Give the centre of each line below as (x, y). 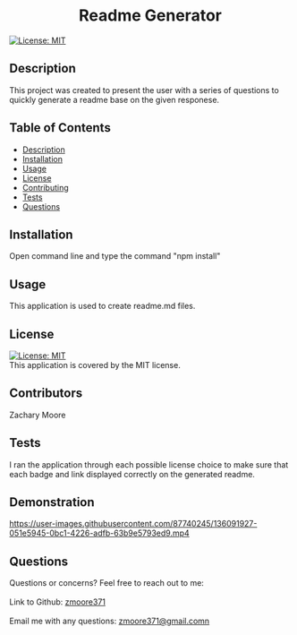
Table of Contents (60, 128)
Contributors (46, 394)
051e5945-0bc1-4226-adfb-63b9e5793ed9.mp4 (99, 533)
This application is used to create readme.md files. (102, 306)
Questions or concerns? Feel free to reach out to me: (106, 583)
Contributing (45, 187)
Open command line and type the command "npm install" (115, 256)
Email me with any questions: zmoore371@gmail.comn (110, 621)
